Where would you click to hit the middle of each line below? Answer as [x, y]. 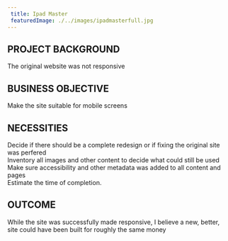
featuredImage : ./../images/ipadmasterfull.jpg [82, 21]
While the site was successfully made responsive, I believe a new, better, [114, 222]
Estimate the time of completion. [55, 182]
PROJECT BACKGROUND [64, 49]
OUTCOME [32, 205]
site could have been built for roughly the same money [87, 229]
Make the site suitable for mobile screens [67, 106]
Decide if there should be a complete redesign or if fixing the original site [114, 145]
